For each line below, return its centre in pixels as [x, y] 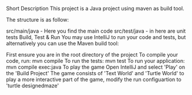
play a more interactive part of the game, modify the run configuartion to [94, 79]
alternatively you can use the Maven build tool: [63, 43]
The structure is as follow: [38, 20]
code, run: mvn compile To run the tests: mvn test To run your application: [95, 61]
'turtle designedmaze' [33, 86]
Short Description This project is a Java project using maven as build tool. [95, 8]
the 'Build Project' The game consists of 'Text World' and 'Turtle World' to [95, 73]
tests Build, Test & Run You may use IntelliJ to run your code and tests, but [96, 37]
